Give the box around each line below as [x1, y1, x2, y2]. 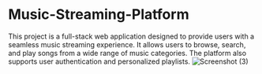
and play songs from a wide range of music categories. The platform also [8, 48, 247, 57]
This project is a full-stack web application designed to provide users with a [8, 31, 255, 41]
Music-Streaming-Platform [8, 6, 189, 24]
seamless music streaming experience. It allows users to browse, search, [8, 39, 246, 49]
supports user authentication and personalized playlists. [8, 57, 191, 66]
